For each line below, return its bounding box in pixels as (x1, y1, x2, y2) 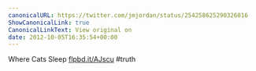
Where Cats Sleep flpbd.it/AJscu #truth (8, 55, 136, 64)
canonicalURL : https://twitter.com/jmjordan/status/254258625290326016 (8, 11, 248, 20)
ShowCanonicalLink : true (8, 19, 90, 27)
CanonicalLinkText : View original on (8, 26, 132, 34)
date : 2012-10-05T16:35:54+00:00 (8, 33, 118, 41)
